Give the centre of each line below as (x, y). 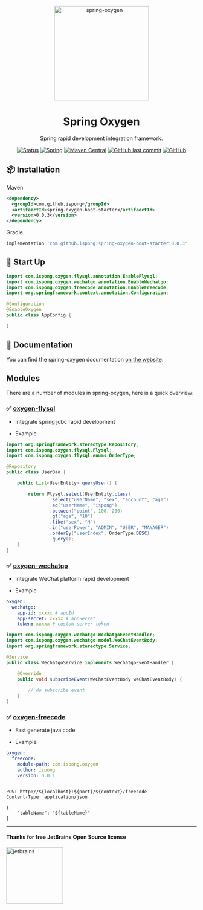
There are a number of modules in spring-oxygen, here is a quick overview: (100, 393)
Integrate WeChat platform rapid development (72, 578)
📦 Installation (33, 170)
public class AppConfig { (39, 315)
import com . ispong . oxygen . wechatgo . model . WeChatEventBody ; (82, 641)
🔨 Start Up (26, 262)
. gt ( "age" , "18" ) (71, 516)
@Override (30, 673)
